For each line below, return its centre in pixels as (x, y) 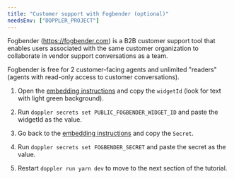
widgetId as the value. (50, 119)
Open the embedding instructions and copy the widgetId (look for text (119, 91)
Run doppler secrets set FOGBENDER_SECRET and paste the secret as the (122, 146)
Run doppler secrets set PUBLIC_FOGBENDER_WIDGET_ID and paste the (118, 112)
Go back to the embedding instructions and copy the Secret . (106, 133)
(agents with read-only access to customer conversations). (94, 77)
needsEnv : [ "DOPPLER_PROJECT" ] (53, 21)
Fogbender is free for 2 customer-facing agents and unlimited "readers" (112, 69)
